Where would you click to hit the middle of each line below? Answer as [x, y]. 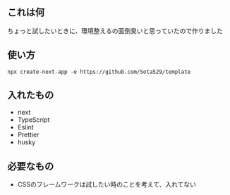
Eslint [25, 127]
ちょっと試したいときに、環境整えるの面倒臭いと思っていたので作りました [115, 30]
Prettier [28, 135]
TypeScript [34, 120]
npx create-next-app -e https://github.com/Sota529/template [99, 72]
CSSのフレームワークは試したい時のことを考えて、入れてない [107, 184]
